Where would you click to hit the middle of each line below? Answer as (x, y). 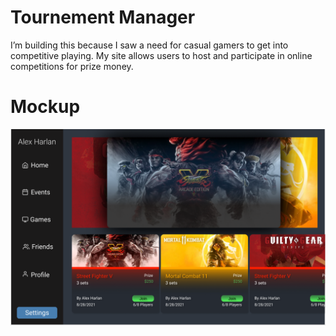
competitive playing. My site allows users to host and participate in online (161, 55)
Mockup (45, 107)
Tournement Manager (103, 17)
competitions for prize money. (72, 66)
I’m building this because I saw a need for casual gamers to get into (149, 45)
